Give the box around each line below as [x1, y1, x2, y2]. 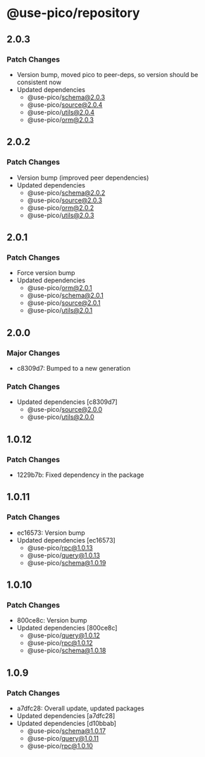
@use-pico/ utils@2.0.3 [27, 211, 94, 219]
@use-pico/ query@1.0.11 [27, 734, 99, 742]
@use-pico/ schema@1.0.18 [27, 646, 106, 655]
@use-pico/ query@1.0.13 [27, 550, 100, 560]
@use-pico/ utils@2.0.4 [27, 108, 95, 116]
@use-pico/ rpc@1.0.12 [27, 639, 93, 647]
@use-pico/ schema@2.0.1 [27, 291, 104, 300]
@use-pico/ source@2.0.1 [27, 299, 101, 307]
